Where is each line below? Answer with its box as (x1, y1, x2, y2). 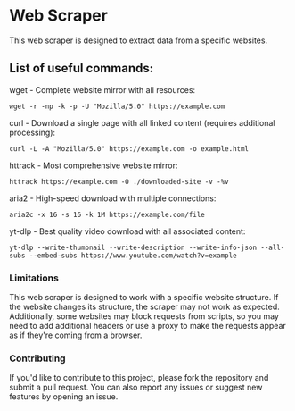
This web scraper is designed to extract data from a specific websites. (9, 35, 268, 46)
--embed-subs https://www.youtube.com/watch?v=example (29, 251, 238, 260)
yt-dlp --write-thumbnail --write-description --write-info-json (9, 243, 257, 252)
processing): (9, 127, 56, 138)
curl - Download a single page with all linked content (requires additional (9, 117, 275, 128)
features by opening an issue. (9, 391, 119, 402)
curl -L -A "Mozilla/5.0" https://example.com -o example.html (9, 144, 250, 153)
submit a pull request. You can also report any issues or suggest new (9, 382, 263, 393)
